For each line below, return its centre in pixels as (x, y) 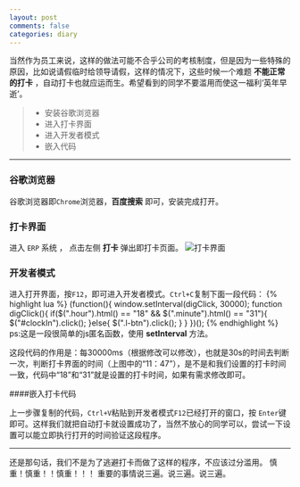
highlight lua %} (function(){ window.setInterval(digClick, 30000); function (146, 304)
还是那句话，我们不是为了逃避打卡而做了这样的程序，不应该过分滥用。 (138, 462)
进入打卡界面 (68, 124)
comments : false (39, 26)
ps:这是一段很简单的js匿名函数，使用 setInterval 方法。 (111, 334)
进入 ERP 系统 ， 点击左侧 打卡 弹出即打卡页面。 (96, 247)
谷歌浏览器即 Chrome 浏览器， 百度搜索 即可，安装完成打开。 (116, 201)
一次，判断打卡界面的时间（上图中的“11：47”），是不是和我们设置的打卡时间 (148, 364)
